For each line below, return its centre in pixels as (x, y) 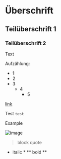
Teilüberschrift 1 (31, 29)
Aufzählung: (18, 63)
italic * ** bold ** (30, 152)
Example (14, 123)
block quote (30, 142)
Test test (15, 113)
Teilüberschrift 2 (26, 43)
